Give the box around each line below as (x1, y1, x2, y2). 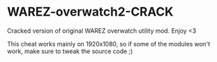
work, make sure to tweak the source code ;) (7, 47, 133, 55)
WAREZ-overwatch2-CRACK (7, 4, 174, 20)
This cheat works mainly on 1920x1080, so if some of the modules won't (7, 40, 210, 48)
